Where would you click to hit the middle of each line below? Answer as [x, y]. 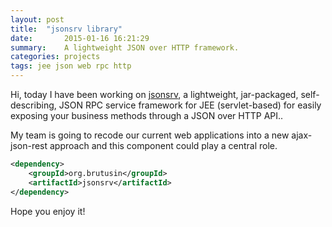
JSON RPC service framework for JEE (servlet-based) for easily [190, 105]
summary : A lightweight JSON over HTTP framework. [125, 47]
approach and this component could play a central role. [163, 145]
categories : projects [55, 57]
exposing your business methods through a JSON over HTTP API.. [147, 115]
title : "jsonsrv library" [66, 29]
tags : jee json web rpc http [71, 66]
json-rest [29, 145]
